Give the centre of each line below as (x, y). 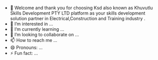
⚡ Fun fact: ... (24, 53)
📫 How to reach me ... (34, 40)
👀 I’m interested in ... (31, 24)
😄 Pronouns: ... (26, 47)
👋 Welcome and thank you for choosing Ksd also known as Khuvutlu (82, 8)
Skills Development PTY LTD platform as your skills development (78, 13)
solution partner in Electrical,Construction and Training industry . (78, 18)
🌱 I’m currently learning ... (37, 29)
